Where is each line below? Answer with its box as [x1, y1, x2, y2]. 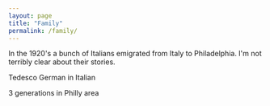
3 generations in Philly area [8, 88, 99, 98]
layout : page [8, 11, 53, 20]
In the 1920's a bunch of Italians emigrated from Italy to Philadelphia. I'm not [8, 49, 263, 59]
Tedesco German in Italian [8, 73, 95, 83]
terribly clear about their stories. [8, 57, 116, 67]
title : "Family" [8, 19, 63, 27]
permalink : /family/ [8, 26, 78, 35]
